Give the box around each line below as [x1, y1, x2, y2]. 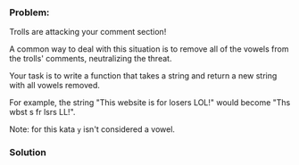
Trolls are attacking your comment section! [9, 27, 167, 37]
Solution [9, 146, 47, 159]
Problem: [9, 6, 50, 19]
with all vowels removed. [9, 80, 100, 91]
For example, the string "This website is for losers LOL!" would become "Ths [9, 97, 291, 108]
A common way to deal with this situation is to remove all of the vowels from [9, 44, 289, 54]
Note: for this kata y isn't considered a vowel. [9, 124, 176, 135]
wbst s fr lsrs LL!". [9, 107, 76, 118]
